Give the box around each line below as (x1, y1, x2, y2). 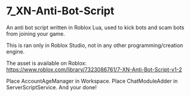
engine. (6, 48, 25, 55)
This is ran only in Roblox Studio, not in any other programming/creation (6, 42, 183, 49)
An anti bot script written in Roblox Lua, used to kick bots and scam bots (6, 24, 185, 31)
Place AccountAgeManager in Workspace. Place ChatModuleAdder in (6, 77, 178, 85)
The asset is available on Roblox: (6, 60, 87, 67)
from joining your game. (6, 30, 65, 37)
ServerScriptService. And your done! (6, 83, 97, 90)
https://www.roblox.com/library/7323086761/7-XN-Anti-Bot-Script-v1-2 (6, 65, 182, 73)
